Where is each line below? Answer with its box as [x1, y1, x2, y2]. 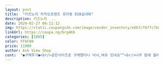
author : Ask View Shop [5, 48, 51, 53]
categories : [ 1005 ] [5, 35, 45, 40]
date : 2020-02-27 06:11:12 [5, 21, 60, 26]
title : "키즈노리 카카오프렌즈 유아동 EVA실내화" [5, 12, 94, 17]
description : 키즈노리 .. [5, 16, 56, 21]
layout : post [5, 7, 32, 12]
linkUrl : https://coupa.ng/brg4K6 [5, 30, 76, 35]
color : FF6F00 [5, 39, 34, 44]
